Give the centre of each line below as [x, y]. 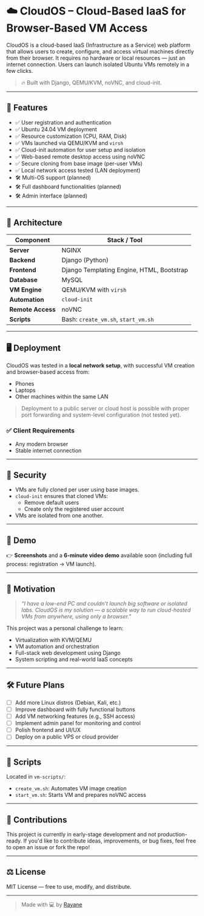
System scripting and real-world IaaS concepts [74, 660]
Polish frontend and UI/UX [48, 730]
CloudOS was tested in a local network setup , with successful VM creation [100, 366]
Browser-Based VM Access [77, 28]
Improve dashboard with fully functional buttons [75, 709]
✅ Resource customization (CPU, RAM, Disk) [71, 136]
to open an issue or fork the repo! [48, 847]
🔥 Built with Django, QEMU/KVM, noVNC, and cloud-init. [91, 83]
